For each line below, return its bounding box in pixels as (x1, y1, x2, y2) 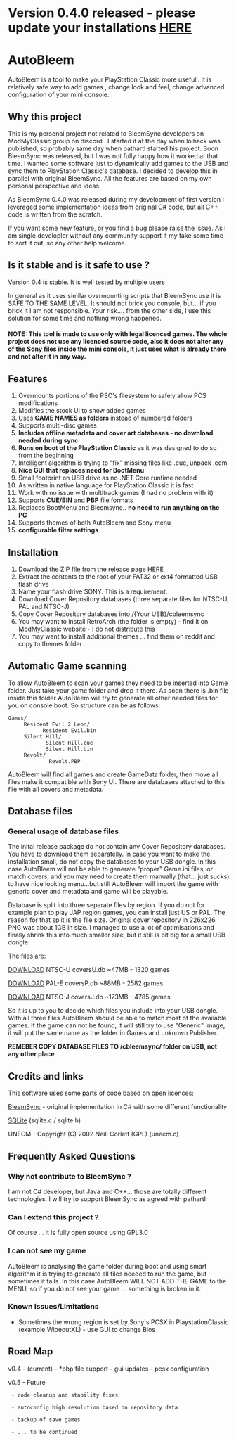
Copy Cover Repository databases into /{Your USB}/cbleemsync (18, 610, 204, 618)
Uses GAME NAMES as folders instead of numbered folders (18, 414, 193, 423)
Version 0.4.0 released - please (8, 5, 196, 21)
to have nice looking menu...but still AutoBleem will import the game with (8, 880, 218, 888)
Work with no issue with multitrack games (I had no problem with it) (18, 489, 214, 497)
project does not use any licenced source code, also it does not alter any (8, 338, 224, 346)
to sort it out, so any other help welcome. (8, 238, 127, 247)
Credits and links (8, 1070, 84, 1082)
